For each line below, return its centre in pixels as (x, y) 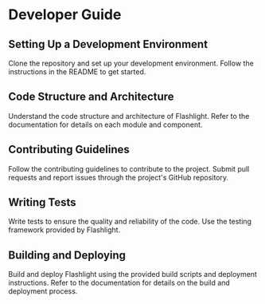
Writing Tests (43, 202)
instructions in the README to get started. (77, 72)
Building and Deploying (67, 255)
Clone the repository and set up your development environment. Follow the (131, 63)
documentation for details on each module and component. (105, 124)
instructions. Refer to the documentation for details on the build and (119, 283)
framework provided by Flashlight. (64, 230)
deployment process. (43, 291)
